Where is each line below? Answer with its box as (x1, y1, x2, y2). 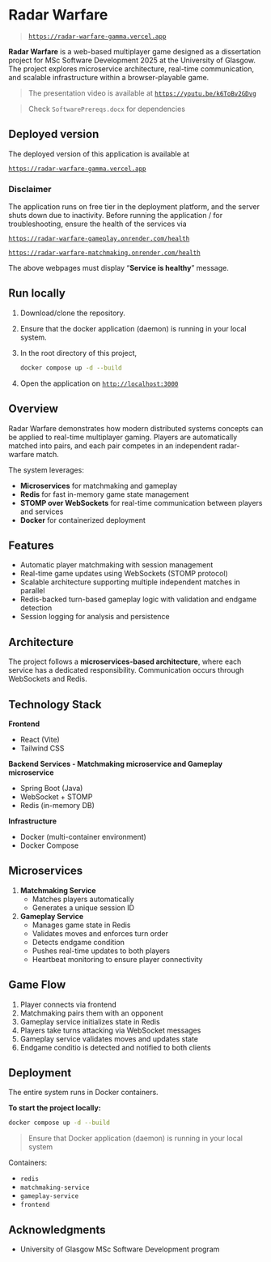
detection (19, 603, 53, 613)
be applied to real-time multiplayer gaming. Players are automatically (8, 432, 238, 442)
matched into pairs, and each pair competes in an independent (8, 440, 218, 451)
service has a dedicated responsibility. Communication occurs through (8, 665, 244, 675)
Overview (8, 402, 59, 416)
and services (19, 507, 64, 516)
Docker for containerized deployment (19, 515, 146, 524)
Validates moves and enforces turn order (32, 928, 168, 938)
